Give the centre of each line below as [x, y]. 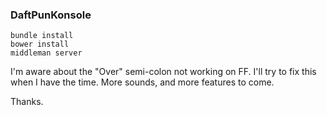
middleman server [46, 53]
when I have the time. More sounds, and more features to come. [142, 82]
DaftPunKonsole [51, 15]
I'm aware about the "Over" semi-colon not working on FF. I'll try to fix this [163, 72]
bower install [40, 44]
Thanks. [27, 102]
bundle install [42, 36]
